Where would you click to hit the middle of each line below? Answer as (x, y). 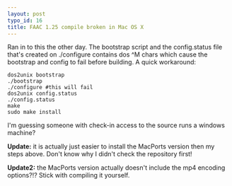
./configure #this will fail (50, 88)
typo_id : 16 (25, 21)
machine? (22, 133)
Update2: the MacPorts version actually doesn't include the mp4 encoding (116, 168)
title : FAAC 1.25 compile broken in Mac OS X (75, 27)
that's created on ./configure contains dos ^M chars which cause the (108, 54)
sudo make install (34, 112)
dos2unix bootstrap (36, 75)
